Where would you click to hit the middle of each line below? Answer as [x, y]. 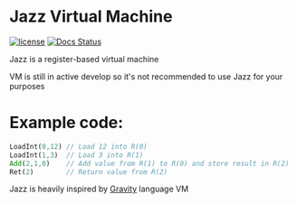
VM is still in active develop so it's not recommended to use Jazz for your [146, 76]
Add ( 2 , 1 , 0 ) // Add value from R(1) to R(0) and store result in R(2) [149, 163]
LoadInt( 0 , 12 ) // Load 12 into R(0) [78, 146]
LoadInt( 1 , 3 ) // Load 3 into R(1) [77, 155]
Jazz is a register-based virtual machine [84, 59]
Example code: [67, 123]
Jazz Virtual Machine [91, 17]
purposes [27, 86]
